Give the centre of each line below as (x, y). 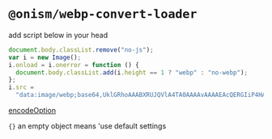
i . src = (21, 87)
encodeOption (32, 111)
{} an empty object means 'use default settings (87, 126)
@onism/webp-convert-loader (103, 14)
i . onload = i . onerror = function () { (74, 65)
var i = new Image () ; (45, 57)
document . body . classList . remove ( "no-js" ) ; (81, 50)
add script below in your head (58, 35)
